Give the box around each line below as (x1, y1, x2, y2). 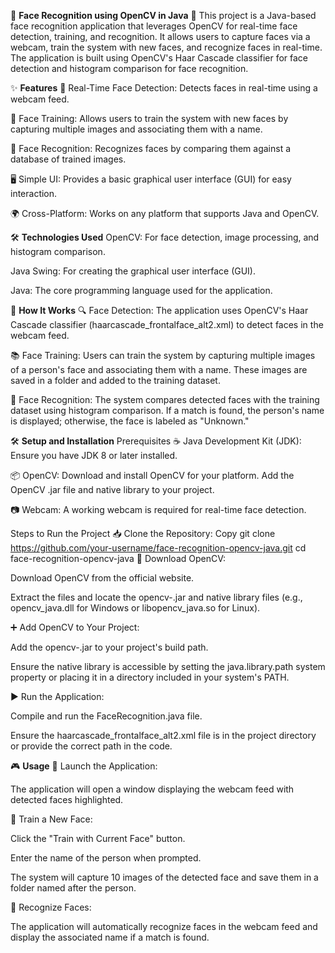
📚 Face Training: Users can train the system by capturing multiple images (10, 350, 316, 361)
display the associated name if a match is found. (10, 931, 210, 943)
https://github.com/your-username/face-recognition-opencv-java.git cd (10, 542, 307, 554)
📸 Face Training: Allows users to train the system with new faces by (10, 113, 289, 124)
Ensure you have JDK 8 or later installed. (10, 450, 178, 461)
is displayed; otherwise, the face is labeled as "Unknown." (10, 415, 250, 427)
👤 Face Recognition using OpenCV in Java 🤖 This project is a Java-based (10, 10, 317, 21)
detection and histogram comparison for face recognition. (10, 63, 249, 74)
